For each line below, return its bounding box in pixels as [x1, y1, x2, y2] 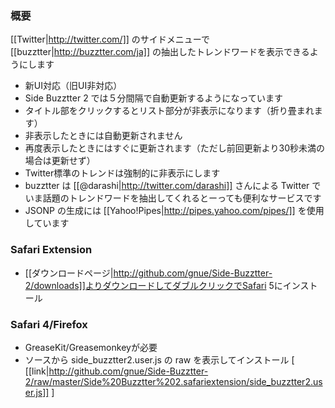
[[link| [24, 365, 50, 377]
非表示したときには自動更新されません [24, 130, 183, 142]
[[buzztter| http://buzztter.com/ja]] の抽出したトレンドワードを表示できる [10, 46, 310, 58]
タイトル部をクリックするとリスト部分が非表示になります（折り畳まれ [24, 105, 315, 117]
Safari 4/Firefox [10, 317, 88, 331]
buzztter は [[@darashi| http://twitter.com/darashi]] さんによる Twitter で [24, 180, 322, 192]
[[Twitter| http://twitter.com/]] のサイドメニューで [10, 33, 210, 46]
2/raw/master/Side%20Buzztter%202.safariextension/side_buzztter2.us [24, 375, 323, 387]
